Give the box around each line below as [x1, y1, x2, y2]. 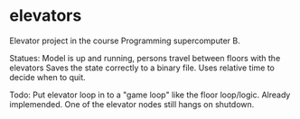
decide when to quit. [9, 71, 86, 82]
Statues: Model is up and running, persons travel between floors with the [9, 52, 281, 63]
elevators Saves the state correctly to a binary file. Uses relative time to [9, 62, 276, 73]
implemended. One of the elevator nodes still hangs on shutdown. [9, 98, 255, 109]
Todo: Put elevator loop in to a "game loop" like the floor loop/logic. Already [9, 89, 291, 100]
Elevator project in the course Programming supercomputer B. [9, 35, 241, 46]
